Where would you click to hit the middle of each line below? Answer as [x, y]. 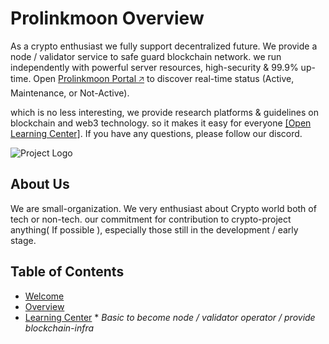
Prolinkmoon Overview [107, 18]
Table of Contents [67, 272]
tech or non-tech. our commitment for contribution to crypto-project [151, 219]
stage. [23, 240]
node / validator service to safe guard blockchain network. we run [146, 56]
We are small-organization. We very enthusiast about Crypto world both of [163, 208]
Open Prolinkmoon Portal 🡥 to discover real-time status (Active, [164, 78]
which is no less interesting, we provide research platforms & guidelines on [165, 112]
